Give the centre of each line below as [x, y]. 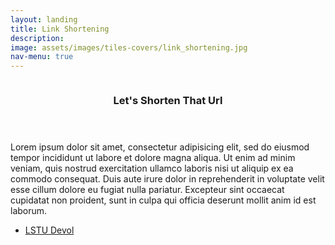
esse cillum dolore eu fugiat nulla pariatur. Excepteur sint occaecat [147, 190]
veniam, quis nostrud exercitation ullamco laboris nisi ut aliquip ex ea [152, 168]
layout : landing [44, 19]
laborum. [29, 211]
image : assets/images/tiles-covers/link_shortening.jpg [129, 47]
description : [37, 38]
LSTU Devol [49, 230]
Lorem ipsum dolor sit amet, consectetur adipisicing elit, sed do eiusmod [160, 147]
